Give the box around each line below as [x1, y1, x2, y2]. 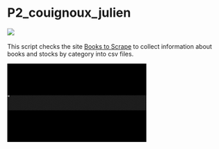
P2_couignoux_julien [7, 5, 131, 21]
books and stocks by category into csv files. [7, 49, 134, 58]
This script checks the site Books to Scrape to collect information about [7, 42, 212, 50]
